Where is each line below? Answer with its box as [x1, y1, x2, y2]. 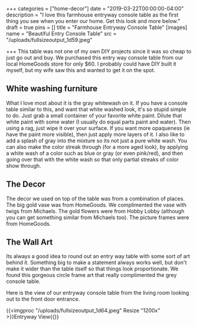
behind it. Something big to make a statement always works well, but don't [6, 259, 187, 266]
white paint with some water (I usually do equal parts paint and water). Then [6, 118, 191, 125]
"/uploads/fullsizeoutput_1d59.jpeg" [6, 37, 93, 43]
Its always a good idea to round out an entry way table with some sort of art [6, 253, 191, 260]
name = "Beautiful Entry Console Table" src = [6, 30, 117, 37]
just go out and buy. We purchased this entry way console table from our [6, 54, 183, 61]
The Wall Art [6, 237, 53, 247]
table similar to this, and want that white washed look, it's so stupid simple [6, 106, 187, 113]
